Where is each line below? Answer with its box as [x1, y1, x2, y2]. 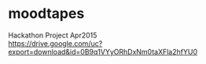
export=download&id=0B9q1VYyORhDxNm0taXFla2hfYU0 [8, 47, 198, 56]
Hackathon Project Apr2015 [8, 30, 97, 40]
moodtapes [8, 5, 85, 23]
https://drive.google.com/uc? [8, 38, 103, 48]
